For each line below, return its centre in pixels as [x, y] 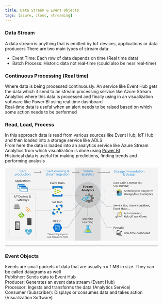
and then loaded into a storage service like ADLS [54, 140]
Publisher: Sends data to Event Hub [41, 277]
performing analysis [25, 161]
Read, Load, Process [30, 125]
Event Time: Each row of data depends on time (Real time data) [75, 58]
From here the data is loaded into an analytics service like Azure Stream [77, 145]
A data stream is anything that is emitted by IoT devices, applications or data [81, 43]
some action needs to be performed [41, 112]
